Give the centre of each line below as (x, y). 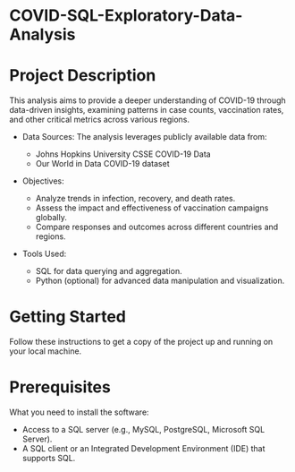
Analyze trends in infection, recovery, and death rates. (135, 199)
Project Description (83, 76)
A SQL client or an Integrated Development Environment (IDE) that (143, 448)
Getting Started (68, 317)
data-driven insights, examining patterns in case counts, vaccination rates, (147, 110)
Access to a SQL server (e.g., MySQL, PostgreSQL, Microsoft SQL (143, 429)
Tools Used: (44, 254)
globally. (51, 218)
